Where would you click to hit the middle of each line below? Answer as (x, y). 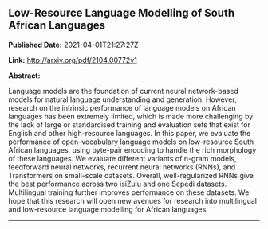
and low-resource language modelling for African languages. (108, 209)
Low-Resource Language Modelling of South (122, 13)
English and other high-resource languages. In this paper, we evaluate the (130, 133)
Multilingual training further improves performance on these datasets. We (129, 192)
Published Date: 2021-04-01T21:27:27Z (73, 45)
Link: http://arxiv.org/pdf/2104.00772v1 (73, 60)
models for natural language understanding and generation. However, (122, 99)
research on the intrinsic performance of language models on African (122, 107)
